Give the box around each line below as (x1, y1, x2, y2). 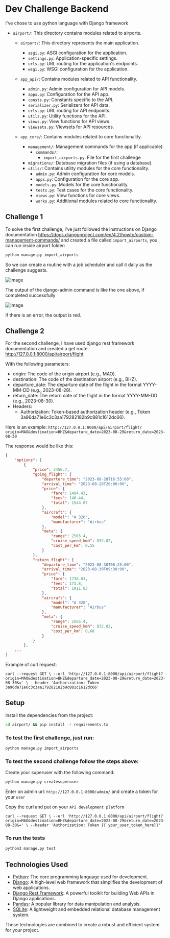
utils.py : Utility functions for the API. (28, 113, 107, 119)
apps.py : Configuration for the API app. (28, 91, 110, 97)
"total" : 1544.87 (51, 500, 88, 506)
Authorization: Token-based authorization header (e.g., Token (20, 409, 151, 415)
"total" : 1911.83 (51, 586, 88, 591)
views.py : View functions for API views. (28, 118, 111, 124)
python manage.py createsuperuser (5, 779, 79, 784)
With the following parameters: (5, 361, 70, 367)
